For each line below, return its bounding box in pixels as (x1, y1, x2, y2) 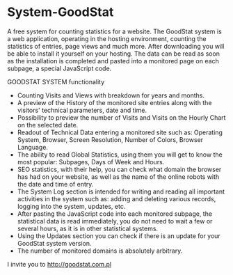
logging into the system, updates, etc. (17, 202, 126, 210)
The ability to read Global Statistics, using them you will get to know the (17, 150, 223, 159)
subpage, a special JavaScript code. (7, 64, 112, 72)
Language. (17, 143, 49, 151)
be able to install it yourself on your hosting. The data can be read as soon (7, 49, 220, 58)
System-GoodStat (7, 4, 114, 20)
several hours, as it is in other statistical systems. (17, 224, 159, 233)
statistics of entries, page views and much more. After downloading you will (7, 42, 225, 50)
